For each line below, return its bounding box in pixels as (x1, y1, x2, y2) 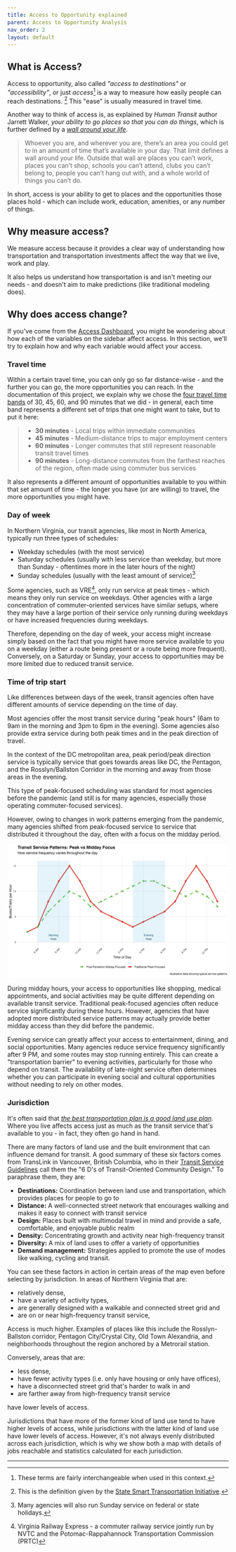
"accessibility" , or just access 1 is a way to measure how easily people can (7, 87, 222, 97)
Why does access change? (7, 308, 128, 320)
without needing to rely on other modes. (7, 1080, 124, 1089)
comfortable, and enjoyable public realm (17, 1224, 135, 1232)
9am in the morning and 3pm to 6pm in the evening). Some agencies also (7, 722, 220, 730)
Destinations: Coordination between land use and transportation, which (17, 1186, 226, 1195)
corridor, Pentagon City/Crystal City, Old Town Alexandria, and (32, 1332, 213, 1341)
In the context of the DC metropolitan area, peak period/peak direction (7, 751, 211, 759)
